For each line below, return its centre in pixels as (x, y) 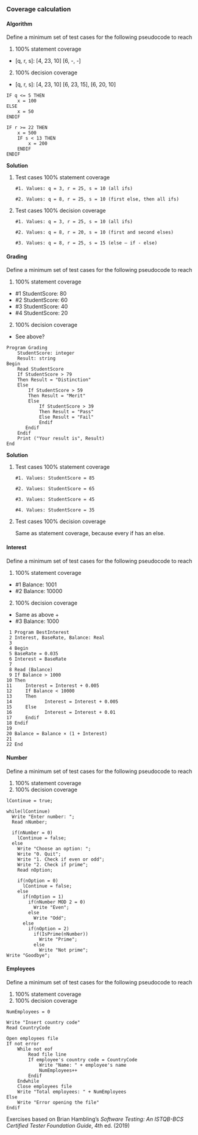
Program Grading (27, 348)
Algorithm (19, 24)
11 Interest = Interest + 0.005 (53, 685)
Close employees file (44, 1086)
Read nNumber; (30, 822)
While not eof (35, 1049)
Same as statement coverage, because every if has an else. (90, 533)
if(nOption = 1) (43, 897)
